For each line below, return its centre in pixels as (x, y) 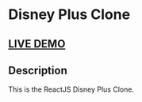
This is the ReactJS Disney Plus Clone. (71, 89)
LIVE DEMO (37, 44)
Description (38, 70)
